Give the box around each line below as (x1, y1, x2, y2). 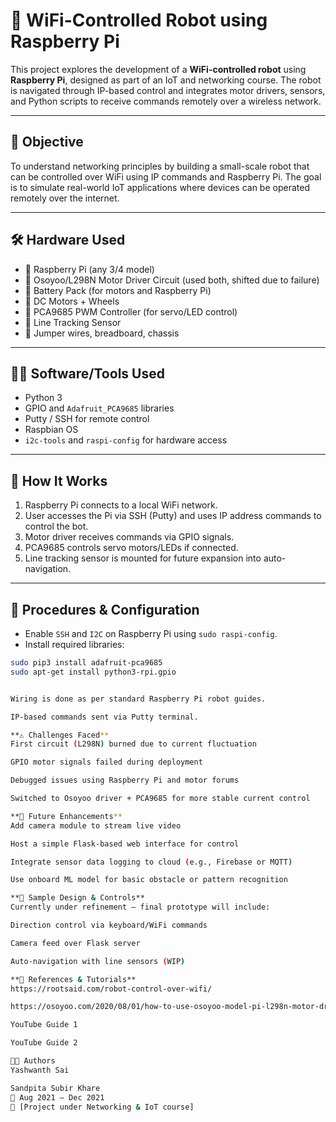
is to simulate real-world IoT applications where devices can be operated (10, 181, 310, 193)
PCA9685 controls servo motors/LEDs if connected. (24, 542, 239, 554)
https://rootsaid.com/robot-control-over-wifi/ (10, 984, 213, 994)
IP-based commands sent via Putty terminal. (10, 712, 199, 722)
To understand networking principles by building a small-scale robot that (10, 160, 310, 172)
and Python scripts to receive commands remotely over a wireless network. (10, 95, 322, 107)
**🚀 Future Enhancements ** (10, 811, 123, 821)
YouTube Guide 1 (10, 1020, 78, 1030)
